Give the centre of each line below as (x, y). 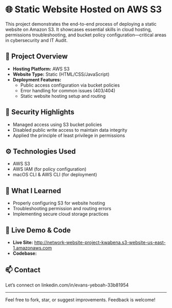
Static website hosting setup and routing (63, 96)
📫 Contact (23, 270)
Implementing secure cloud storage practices (61, 214)
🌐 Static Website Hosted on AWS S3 (84, 9)
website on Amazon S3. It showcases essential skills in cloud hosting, (79, 29)
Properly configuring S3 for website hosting (59, 203)
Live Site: (23, 242)
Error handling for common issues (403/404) (68, 90)
